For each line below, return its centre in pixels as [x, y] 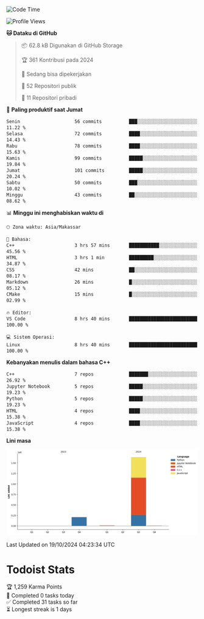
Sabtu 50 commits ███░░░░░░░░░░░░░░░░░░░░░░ [102, 183]
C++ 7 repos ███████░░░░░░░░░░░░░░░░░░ [102, 374]
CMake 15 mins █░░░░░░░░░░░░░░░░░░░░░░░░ [102, 294]
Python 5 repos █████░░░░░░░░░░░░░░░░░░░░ [102, 399]
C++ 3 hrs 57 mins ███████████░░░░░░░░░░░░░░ [102, 245]
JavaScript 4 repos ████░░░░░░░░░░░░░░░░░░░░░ [102, 423]
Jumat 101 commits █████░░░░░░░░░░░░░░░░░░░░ [102, 171]
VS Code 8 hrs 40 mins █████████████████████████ [102, 319]
